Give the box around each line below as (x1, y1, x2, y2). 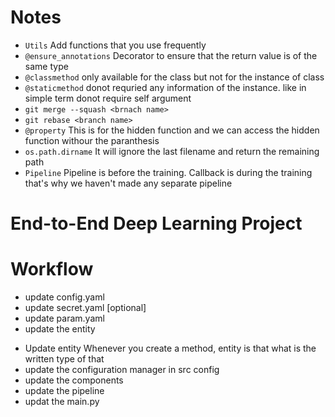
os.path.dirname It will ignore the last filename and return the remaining (24, 145, 320, 157)
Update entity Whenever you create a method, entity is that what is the (24, 342, 317, 355)
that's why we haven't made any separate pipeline (24, 177, 233, 189)
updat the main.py (24, 396, 100, 408)
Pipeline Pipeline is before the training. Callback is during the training (24, 166, 313, 178)
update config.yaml (24, 291, 105, 303)
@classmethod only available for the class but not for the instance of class (24, 71, 325, 83)
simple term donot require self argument (24, 92, 192, 104)
